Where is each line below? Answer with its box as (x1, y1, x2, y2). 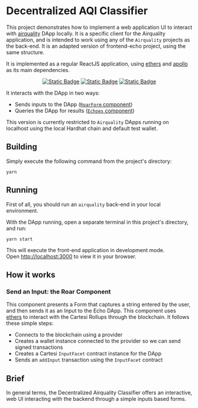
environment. (6, 207, 38, 214)
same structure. (6, 48, 45, 56)
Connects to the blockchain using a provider (14, 331, 123, 338)
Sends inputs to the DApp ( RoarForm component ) (14, 100, 133, 107)
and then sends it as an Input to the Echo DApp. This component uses (6, 307, 176, 314)
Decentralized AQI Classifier (6, 4, 148, 18)
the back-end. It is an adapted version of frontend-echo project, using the (6, 43, 186, 50)
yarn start (6, 236, 33, 242)
